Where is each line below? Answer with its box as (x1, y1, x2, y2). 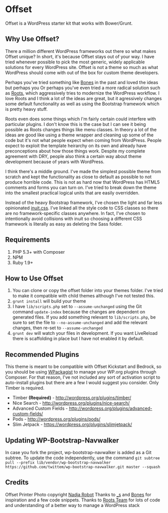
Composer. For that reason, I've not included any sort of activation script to (5, 374, 160, 381)
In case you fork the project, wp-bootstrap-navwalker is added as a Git (5, 450, 152, 455)
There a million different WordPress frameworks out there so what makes (5, 48, 156, 54)
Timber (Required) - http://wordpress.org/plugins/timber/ (12, 395, 131, 401)
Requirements (5, 236, 50, 244)
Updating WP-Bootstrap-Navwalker (5, 436, 119, 445)
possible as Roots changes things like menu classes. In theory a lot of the (5, 126, 157, 132)
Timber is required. (5, 385, 45, 391)
